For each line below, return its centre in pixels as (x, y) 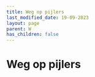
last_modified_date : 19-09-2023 (47, 18)
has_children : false (33, 35)
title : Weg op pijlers (35, 12)
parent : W (19, 29)
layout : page (23, 23)
